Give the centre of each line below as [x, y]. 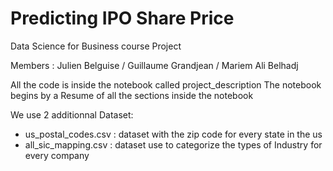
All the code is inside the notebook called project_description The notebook [166, 84]
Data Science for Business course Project [96, 46]
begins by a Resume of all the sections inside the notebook [132, 95]
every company [57, 155]
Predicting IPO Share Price [122, 18]
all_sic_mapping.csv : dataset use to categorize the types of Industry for [173, 144]
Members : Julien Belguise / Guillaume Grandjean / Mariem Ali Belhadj [154, 65]
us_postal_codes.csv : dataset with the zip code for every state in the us [173, 134]
